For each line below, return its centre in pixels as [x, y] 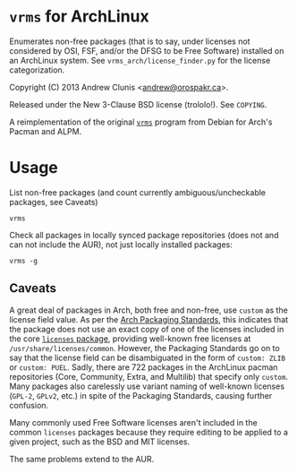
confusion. [29, 405]
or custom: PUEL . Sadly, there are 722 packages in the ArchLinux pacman [144, 367]
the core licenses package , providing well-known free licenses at [130, 339]
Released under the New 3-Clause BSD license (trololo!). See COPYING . [138, 104]
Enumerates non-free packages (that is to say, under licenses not [130, 41]
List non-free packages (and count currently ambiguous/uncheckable [138, 192]
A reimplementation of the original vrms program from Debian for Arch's [141, 122]
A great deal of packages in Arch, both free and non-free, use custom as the [148, 310]
